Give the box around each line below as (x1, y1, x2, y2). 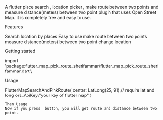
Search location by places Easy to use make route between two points (5, 34, 147, 39)
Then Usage (5, 102, 27, 107)
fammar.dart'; (5, 68, 33, 74)
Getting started (5, 48, 36, 54)
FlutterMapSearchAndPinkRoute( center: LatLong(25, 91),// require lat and (5, 87, 155, 93)
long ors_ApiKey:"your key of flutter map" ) (5, 93, 92, 98)
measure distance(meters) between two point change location (5, 39, 131, 45)
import (5, 58, 19, 63)
